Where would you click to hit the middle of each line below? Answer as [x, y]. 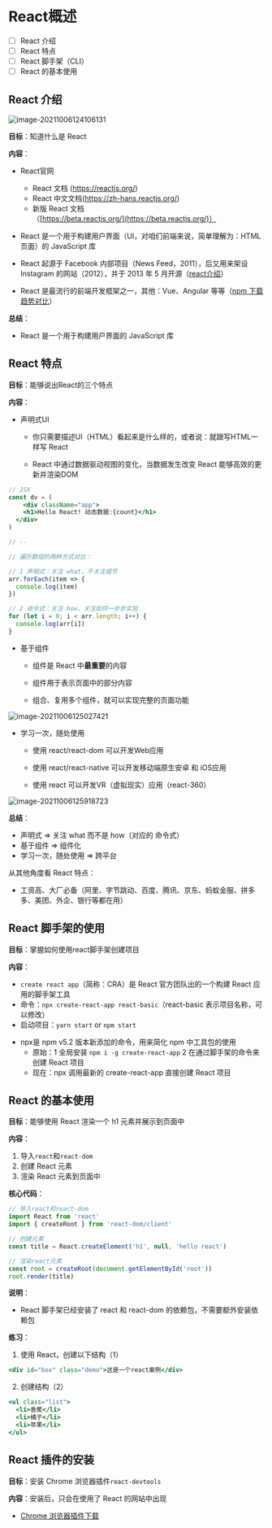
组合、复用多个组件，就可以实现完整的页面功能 [110, 699]
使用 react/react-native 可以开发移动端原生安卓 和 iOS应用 [130, 767]
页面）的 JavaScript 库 [58, 246]
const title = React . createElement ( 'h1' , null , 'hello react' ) [118, 1246]
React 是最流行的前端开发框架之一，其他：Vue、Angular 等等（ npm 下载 [142, 291]
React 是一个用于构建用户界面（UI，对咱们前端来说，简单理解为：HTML [140, 236]
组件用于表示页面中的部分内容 [82, 682]
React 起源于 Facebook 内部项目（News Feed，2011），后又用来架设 [134, 263]
